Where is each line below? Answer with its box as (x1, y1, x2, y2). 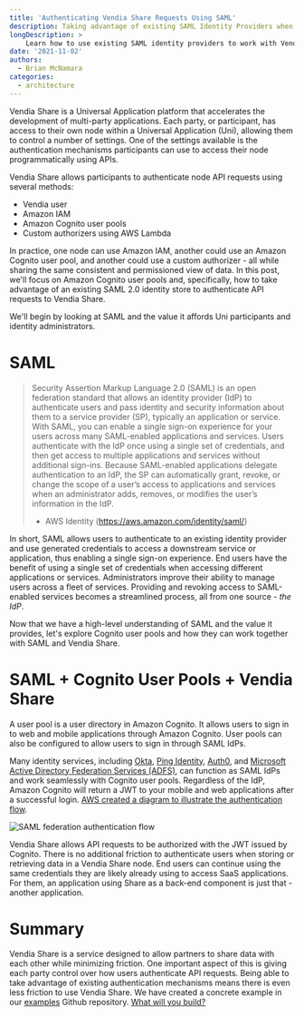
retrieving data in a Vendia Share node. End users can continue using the (9, 858, 281, 869)
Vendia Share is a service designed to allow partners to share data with (9, 949, 275, 960)
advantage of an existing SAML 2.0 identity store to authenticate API (9, 283, 264, 295)
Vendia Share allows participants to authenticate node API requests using (9, 171, 283, 182)
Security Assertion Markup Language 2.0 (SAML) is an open (31, 382, 256, 393)
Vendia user (22, 199, 68, 210)
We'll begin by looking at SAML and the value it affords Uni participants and (9, 310, 291, 322)
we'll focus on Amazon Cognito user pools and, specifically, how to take (9, 274, 278, 285)
